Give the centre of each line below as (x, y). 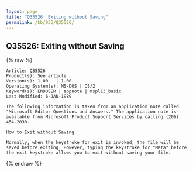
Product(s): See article (36, 76)
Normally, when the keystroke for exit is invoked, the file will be (93, 143)
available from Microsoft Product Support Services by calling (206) (93, 117)
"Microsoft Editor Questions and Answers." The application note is (91, 112)
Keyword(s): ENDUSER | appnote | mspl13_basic (64, 91)
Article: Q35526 (26, 71)
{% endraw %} (24, 164)
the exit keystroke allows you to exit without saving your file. (89, 153)
